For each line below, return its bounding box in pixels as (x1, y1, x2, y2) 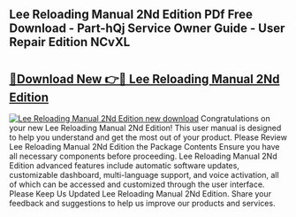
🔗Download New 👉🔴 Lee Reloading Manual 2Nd (9, 71, 280, 87)
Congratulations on (200, 113, 271, 123)
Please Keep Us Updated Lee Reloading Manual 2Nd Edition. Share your (9, 189, 272, 198)
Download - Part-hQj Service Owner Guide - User (9, 21, 285, 36)
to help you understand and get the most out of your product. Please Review (9, 132, 287, 143)
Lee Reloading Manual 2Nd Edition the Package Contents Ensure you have (9, 142, 280, 151)
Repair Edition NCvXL (9, 35, 131, 50)
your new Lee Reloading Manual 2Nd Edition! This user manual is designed (9, 123, 282, 133)
